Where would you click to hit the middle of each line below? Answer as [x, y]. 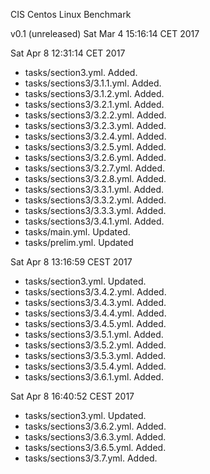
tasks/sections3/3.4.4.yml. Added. [95, 313]
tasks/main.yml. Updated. [77, 232]
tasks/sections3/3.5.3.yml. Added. [95, 355]
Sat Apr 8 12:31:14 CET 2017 [68, 53]
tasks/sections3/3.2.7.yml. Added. [95, 168]
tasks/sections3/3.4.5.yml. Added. [95, 323]
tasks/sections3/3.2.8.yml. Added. [95, 178]
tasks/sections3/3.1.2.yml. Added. [94, 93]
